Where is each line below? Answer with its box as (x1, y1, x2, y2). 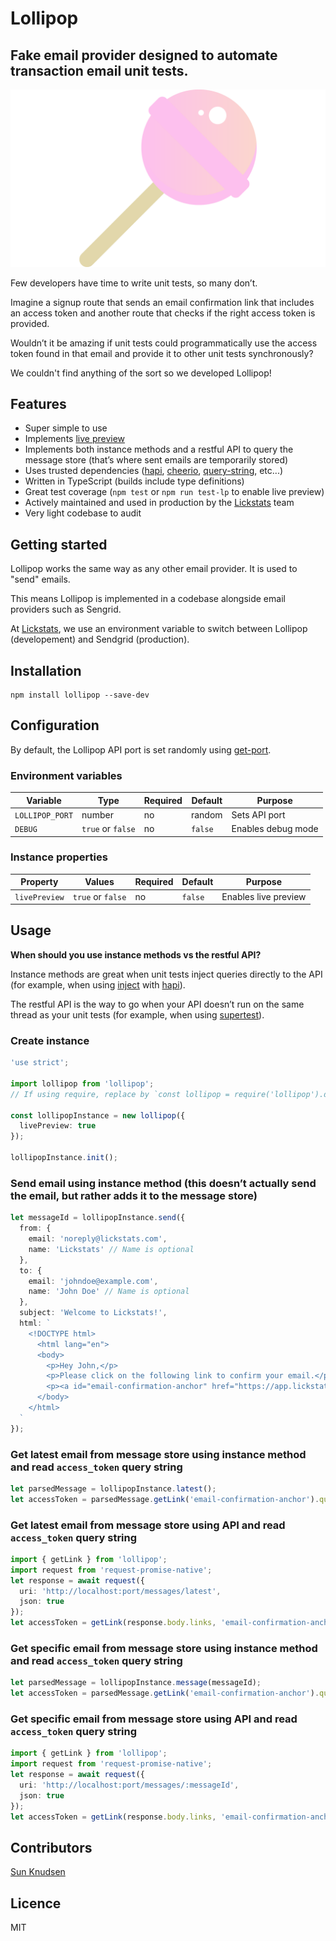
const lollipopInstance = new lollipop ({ (10, 1110, 186, 1121)
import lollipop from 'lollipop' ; (10, 1078, 155, 1089)
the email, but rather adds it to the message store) (10, 1188, 258, 1202)
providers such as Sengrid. (10, 603, 122, 616)
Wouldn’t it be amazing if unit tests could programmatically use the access (10, 337, 318, 349)
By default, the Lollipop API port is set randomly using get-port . (10, 743, 272, 756)
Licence (10, 1895, 62, 1912)
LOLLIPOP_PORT (14, 810, 74, 821)
